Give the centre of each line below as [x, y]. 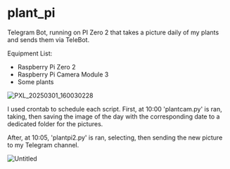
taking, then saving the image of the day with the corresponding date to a [114, 116]
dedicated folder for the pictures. [55, 123]
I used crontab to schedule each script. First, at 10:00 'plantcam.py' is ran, [115, 109]
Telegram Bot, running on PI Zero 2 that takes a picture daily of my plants [113, 32]
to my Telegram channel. [43, 144]
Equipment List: [30, 53]
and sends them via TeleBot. [49, 39]
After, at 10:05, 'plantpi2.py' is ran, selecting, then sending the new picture [115, 137]
